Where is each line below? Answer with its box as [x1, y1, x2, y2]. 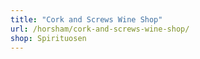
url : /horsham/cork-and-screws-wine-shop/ [10, 24, 190, 34]
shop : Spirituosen [10, 33, 87, 43]
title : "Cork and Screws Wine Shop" [10, 14, 163, 25]
